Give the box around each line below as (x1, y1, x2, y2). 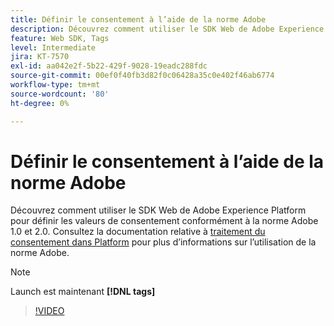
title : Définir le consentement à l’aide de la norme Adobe (10, 14, 267, 25)
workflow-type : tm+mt (10, 80, 101, 90)
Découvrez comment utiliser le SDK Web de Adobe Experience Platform (10, 204, 307, 216)
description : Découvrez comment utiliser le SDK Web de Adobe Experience (10, 24, 325, 34)
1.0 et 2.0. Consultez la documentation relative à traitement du (10, 226, 266, 238)
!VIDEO (34, 305, 65, 317)
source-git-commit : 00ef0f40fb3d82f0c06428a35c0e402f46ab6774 (10, 71, 275, 81)
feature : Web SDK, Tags (10, 33, 110, 43)
